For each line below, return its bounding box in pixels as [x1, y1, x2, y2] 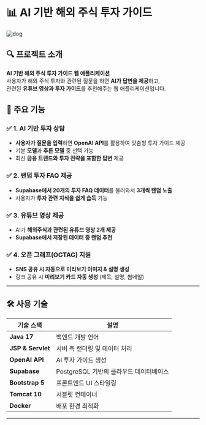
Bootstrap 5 [9, 378, 45, 387]
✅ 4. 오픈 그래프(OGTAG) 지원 [6, 250, 91, 259]
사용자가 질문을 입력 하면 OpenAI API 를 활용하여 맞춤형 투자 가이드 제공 [15, 139, 186, 147]
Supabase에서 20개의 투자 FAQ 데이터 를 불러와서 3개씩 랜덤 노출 [15, 186, 173, 194]
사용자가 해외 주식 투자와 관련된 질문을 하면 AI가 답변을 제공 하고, [6, 77, 161, 85]
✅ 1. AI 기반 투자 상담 [6, 124, 66, 133]
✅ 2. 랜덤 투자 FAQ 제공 [6, 171, 72, 180]
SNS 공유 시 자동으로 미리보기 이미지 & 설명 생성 [15, 266, 130, 273]
